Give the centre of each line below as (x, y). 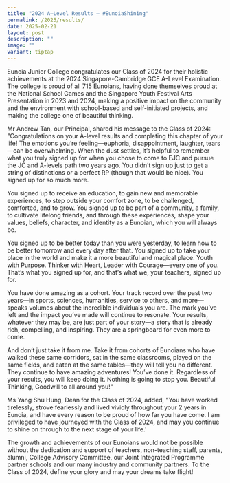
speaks (18, 308)
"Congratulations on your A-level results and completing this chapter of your (115, 136)
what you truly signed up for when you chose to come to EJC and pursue (111, 158)
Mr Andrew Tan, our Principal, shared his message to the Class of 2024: (109, 129)
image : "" (21, 45)
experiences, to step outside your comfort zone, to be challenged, (101, 200)
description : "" (30, 39)
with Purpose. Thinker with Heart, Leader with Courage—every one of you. (113, 265)
